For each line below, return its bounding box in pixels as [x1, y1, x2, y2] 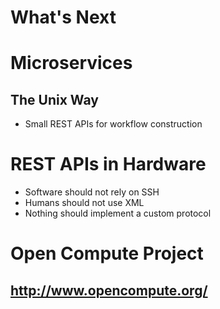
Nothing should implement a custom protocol [24, 207, 212, 220]
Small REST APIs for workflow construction [24, 118, 203, 130]
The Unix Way [10, 91, 99, 108]
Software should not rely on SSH [24, 186, 160, 198]
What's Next [10, 6, 117, 29]
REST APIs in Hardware [10, 153, 207, 176]
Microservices [10, 52, 133, 75]
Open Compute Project [10, 242, 204, 265]
